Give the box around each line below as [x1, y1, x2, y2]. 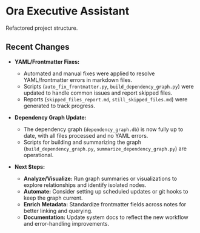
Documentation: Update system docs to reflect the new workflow [23, 214, 188, 221]
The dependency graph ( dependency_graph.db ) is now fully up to [23, 126, 184, 133]
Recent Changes [5, 42, 70, 52]
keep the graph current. [23, 194, 83, 201]
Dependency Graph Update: [14, 113, 87, 121]
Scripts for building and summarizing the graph [23, 138, 142, 146]
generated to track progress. [23, 102, 95, 109]
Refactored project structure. [5, 24, 78, 32]
